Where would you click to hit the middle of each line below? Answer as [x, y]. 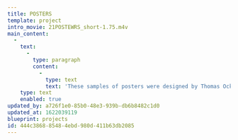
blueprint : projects [38, 119]
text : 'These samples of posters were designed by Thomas [132, 86]
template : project [34, 21]
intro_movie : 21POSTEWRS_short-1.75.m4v [68, 27]
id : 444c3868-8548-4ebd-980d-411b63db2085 [71, 126]
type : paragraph [57, 60]
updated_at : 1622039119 [42, 112]
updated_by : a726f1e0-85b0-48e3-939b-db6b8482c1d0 [84, 106]
